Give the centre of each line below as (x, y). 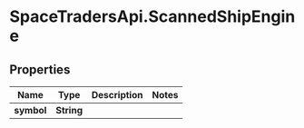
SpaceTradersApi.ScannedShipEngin (152, 17)
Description (117, 95)
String (69, 110)
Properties (40, 69)
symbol (30, 110)
